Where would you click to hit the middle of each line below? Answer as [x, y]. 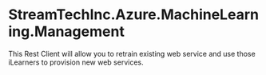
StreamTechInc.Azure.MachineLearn [134, 15]
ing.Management [67, 32]
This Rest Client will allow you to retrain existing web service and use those [132, 53]
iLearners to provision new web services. [76, 62]
